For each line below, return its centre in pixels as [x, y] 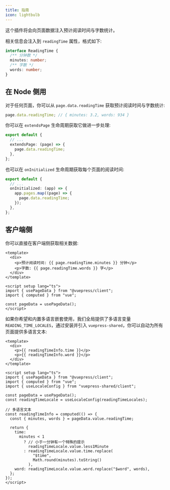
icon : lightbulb [23, 15]
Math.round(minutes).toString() [67, 460]
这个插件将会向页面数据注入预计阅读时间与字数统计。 [61, 30]
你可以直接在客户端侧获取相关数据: [42, 243]
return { [19, 427]
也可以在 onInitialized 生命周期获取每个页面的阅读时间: [65, 169]
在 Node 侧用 [26, 92]
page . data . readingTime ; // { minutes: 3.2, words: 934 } [67, 115]
